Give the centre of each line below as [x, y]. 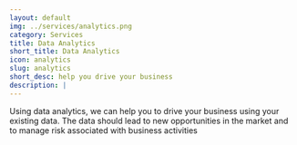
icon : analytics [40, 60]
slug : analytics [40, 69]
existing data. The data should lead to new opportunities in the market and [149, 121]
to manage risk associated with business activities [103, 130]
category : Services [46, 34]
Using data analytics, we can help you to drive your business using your [144, 111]
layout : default [40, 18]
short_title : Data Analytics [65, 52]
